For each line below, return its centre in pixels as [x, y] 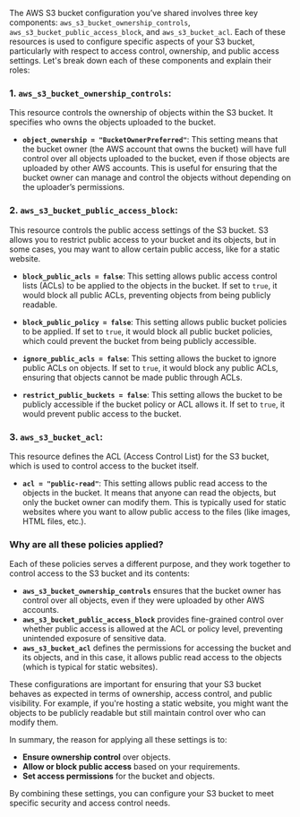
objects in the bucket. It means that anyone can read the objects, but [149, 493]
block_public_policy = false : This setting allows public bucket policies [154, 322]
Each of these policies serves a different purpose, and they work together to [150, 564]
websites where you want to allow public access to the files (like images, [156, 512]
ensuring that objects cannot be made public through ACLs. [133, 377]
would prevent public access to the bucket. [102, 413]
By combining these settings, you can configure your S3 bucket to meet [142, 794]
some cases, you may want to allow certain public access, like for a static [145, 249]
